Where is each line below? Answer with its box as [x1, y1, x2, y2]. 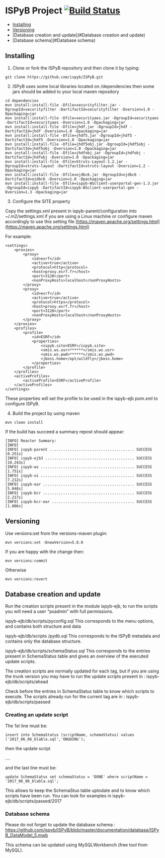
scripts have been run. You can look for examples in [5, 792, 112, 798]
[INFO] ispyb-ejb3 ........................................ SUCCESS [5, 456, 153, 461]
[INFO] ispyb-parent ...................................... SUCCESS [5, 447, 153, 452]
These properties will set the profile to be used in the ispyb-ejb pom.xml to [5, 395, 158, 401]
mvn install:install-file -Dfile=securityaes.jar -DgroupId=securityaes [5, 115, 159, 120]
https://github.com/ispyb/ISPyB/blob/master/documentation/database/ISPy [5, 827, 160, 833]
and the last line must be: [5, 764, 57, 770]
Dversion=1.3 [5, 190, 32, 194]
